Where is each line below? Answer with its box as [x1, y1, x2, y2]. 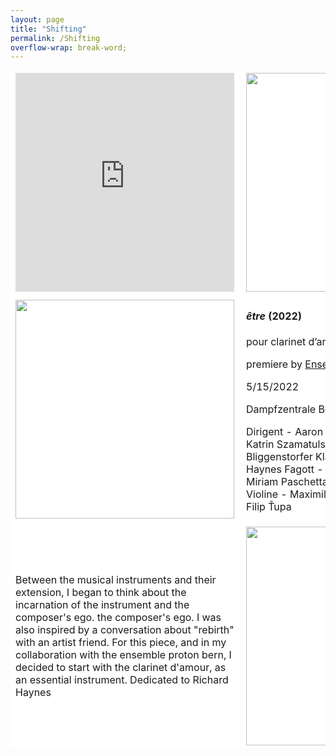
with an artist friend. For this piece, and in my [15, 635, 227, 649]
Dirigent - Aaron [246, 424, 324, 438]
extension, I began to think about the [15, 585, 187, 599]
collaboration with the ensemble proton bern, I [15, 647, 232, 661]
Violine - [246, 487, 288, 501]
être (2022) [246, 309, 303, 323]
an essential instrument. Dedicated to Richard [15, 672, 229, 686]
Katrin [246, 437, 275, 451]
